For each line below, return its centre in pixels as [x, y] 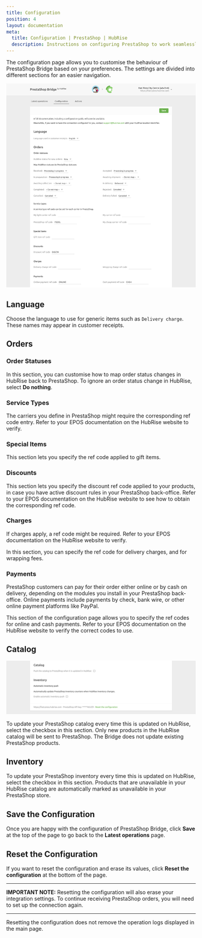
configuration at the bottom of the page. [57, 875]
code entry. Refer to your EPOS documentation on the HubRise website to [97, 422]
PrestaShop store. [29, 795]
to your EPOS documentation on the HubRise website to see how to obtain [98, 499]
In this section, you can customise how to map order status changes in [94, 374]
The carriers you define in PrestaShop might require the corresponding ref [98, 416]
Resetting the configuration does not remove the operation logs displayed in [100, 922]
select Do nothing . [29, 387]
